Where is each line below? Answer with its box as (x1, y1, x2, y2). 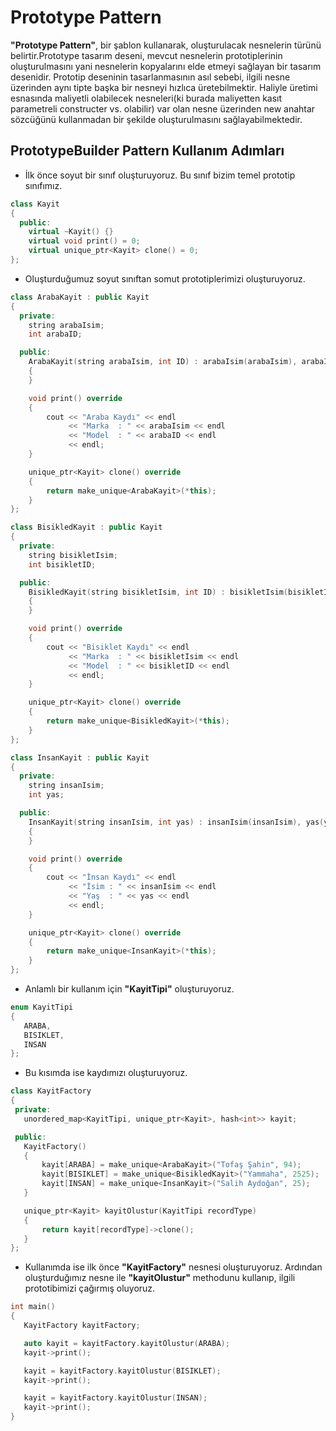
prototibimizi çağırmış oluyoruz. (24, 1282, 156, 1295)
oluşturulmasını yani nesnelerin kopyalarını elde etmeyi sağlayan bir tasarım (10, 60, 322, 72)
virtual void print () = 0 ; (28, 236, 141, 246)
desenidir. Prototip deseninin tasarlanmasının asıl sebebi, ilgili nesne (10, 71, 291, 83)
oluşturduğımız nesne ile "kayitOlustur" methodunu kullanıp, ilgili (24, 1272, 296, 1284)
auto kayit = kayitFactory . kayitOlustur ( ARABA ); (23, 1338, 230, 1348)
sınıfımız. (24, 179, 63, 191)
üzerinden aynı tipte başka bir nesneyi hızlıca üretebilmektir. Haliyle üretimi (10, 81, 318, 93)
